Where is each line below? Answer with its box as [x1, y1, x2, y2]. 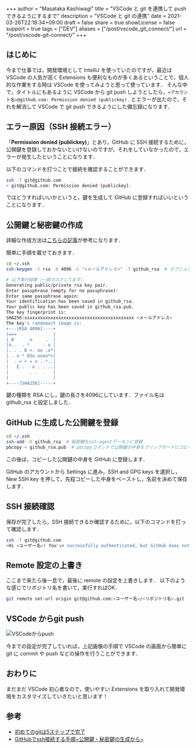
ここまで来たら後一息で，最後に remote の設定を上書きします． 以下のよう [6, 577, 185, 584]
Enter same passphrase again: [6, 293, 80, 299]
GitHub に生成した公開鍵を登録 [6, 417, 118, 427]
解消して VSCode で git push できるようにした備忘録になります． [16, 103, 173, 110]
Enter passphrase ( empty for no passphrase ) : [6, 287, 118, 294]
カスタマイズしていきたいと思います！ [16, 692, 108, 699]
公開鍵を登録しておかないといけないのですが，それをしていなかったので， [6, 146, 184, 153]
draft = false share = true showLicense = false [64, 19, 175, 26]
